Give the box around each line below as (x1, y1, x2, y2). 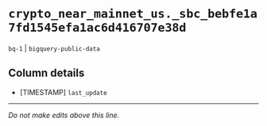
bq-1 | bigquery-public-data (8, 43, 101, 53)
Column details (8, 67, 85, 80)
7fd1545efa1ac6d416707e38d (8, 21, 187, 36)
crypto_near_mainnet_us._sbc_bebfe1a (8, 6, 258, 21)
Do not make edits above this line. (8, 110, 120, 120)
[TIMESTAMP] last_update (19, 87, 107, 97)
